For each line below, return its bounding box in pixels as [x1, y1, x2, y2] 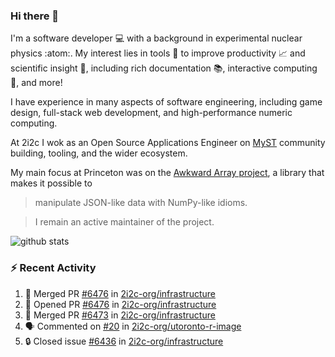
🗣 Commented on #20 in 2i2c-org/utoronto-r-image [24, 320, 242, 332]
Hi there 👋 [10, 9, 60, 23]
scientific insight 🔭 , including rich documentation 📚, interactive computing [10, 62, 318, 74]
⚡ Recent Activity [10, 261, 97, 275]
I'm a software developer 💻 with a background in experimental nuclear [10, 32, 303, 44]
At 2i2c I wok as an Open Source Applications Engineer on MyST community [10, 137, 326, 149]
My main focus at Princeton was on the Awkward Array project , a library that [10, 167, 325, 179]
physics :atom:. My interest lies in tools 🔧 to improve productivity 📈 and [10, 47, 306, 59]
